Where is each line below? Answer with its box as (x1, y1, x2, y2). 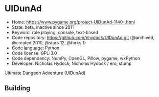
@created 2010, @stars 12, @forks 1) (11, 39, 86, 45)
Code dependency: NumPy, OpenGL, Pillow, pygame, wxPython (11, 55, 140, 61)
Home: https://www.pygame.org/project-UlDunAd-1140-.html (11, 19, 135, 25)
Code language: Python (11, 45, 60, 51)
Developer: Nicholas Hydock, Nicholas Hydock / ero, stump (11, 60, 132, 66)
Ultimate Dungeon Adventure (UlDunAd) (4, 70, 86, 76)
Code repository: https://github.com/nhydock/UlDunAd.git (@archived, (11, 35, 155, 40)
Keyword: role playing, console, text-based (11, 29, 98, 35)
